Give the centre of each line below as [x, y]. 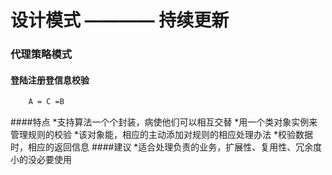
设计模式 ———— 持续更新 [120, 20]
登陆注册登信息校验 [50, 80]
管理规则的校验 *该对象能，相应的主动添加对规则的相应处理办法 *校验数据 [161, 135]
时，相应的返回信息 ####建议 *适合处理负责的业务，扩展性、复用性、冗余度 [166, 147]
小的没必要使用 [41, 160]
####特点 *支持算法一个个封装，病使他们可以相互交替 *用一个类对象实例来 [164, 122]
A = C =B [46, 102]
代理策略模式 [41, 54]
